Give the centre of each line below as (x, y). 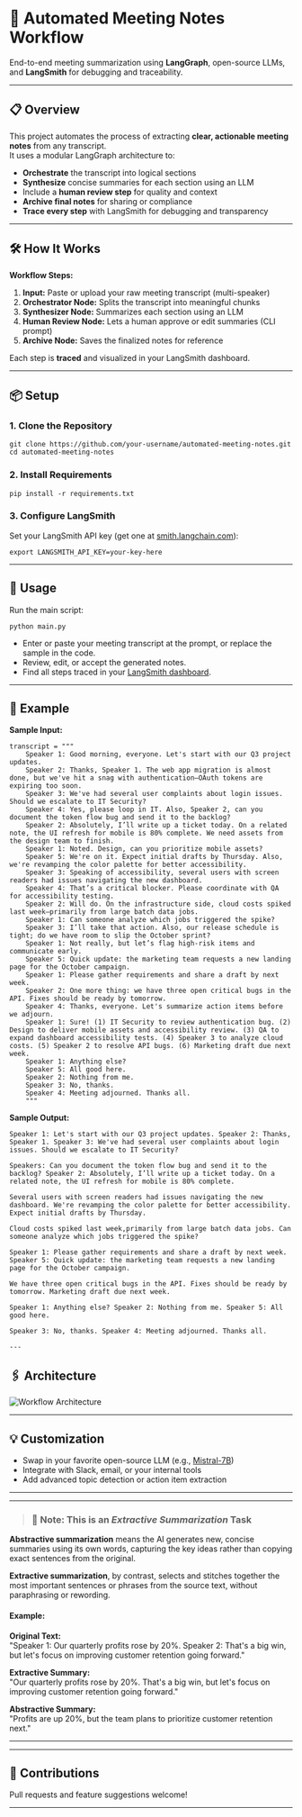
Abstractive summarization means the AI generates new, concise (132, 1540)
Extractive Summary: (50, 1672)
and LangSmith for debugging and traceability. (96, 72)
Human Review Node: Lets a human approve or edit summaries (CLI (149, 321)
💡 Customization (57, 1438)
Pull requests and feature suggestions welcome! (98, 1794)
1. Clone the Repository (61, 425)
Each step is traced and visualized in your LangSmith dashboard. (130, 357)
